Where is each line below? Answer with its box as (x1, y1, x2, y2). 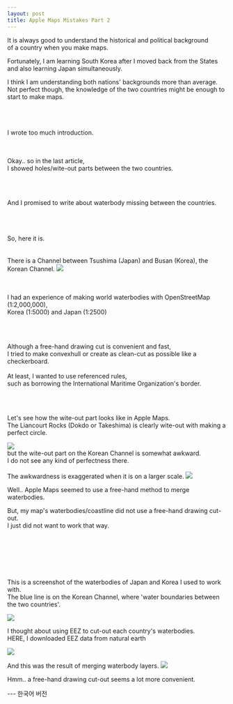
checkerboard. (7, 357, 50, 365)
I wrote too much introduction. (7, 128, 94, 137)
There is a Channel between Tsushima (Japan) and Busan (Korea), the (7, 256, 209, 265)
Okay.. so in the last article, (7, 156, 85, 164)
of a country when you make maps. (7, 43, 109, 52)
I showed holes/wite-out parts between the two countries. (7, 164, 174, 172)
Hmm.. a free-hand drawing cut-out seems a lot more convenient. (7, 675, 196, 683)
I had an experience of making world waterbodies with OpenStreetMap (7, 293, 211, 301)
